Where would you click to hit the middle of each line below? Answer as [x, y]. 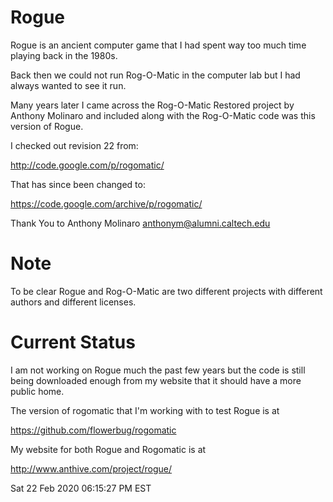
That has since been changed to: [78, 184]
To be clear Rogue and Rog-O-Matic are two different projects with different [166, 291]
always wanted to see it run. [68, 85]
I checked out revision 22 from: [74, 145]
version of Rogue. [47, 126]
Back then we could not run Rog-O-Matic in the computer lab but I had [155, 75]
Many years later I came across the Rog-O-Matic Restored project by [152, 105]
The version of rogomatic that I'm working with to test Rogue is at [145, 410]
